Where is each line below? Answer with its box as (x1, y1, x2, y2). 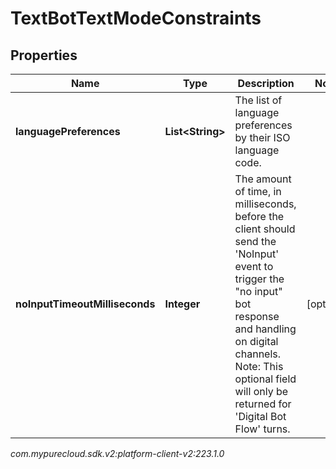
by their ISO (234, 131, 291, 144)
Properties (10, 47, 78, 64)
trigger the (234, 272, 285, 286)
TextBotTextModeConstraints (10, 7, 262, 30)
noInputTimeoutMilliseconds (15, 297, 156, 311)
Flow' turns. (234, 422, 291, 436)
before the (234, 210, 285, 223)
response (234, 310, 280, 323)
